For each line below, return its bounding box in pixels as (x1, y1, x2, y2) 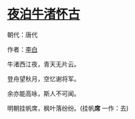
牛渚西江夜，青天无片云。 (7, 59, 80, 68)
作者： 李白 (7, 45, 38, 53)
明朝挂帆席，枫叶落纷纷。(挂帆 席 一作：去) (7, 104, 129, 112)
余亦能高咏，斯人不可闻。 (7, 89, 80, 98)
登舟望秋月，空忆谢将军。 (7, 74, 80, 83)
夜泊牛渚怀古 (7, 6, 81, 22)
